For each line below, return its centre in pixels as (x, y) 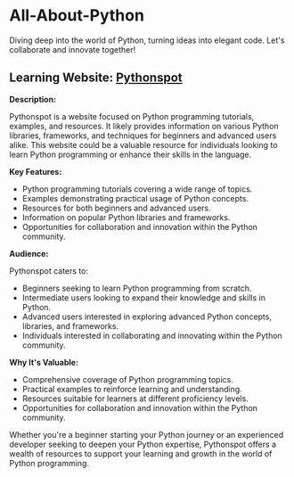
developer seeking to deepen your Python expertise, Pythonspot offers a (143, 444)
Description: (33, 99)
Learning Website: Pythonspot (96, 78)
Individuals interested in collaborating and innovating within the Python (152, 335)
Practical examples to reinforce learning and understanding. (132, 389)
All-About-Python (77, 16)
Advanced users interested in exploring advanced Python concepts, (147, 317)
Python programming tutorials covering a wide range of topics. (137, 189)
